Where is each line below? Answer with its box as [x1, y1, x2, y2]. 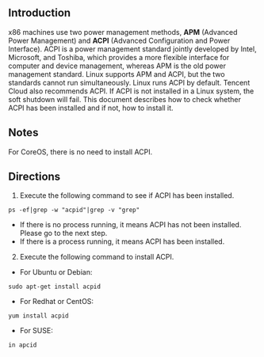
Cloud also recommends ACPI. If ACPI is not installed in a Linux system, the [8, 86, 254, 96]
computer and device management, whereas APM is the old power [8, 61, 226, 70]
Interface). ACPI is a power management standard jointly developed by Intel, [8, 44, 257, 54]
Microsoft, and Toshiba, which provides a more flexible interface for [8, 52, 230, 62]
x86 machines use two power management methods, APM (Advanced [8, 27, 238, 36]
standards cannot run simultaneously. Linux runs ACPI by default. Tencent [8, 78, 251, 87]
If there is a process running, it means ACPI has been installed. [19, 237, 225, 246]
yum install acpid [8, 312, 69, 320]
